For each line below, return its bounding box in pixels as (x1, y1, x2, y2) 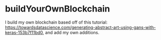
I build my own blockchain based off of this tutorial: (5, 19, 108, 25)
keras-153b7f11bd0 (5, 29, 43, 35)
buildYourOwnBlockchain (5, 3, 110, 14)
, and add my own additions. (42, 29, 100, 35)
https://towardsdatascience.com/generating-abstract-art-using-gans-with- (5, 24, 156, 30)
